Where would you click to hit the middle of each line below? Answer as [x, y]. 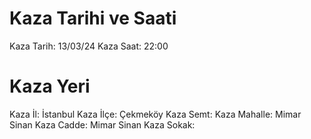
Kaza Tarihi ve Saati [93, 18]
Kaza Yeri [50, 86]
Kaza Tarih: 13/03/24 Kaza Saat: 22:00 [89, 46]
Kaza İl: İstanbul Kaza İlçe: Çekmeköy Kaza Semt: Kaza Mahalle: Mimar [155, 114]
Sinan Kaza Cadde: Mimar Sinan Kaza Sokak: [102, 124]
